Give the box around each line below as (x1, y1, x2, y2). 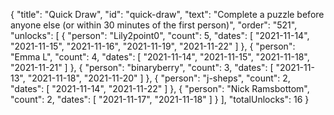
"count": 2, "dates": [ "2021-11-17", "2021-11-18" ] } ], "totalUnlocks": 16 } (10, 94, 310, 105)
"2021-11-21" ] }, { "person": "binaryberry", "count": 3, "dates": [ (10, 62, 274, 73)
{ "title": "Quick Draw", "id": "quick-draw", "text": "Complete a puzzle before (10, 9, 325, 20)
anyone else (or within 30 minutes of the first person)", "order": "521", (10, 19, 298, 31)
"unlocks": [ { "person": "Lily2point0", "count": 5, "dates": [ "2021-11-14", (10, 30, 310, 41)
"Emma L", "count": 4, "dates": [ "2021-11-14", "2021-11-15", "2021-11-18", (10, 51, 310, 63)
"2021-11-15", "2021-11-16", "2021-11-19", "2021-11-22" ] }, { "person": (10, 40, 296, 52)
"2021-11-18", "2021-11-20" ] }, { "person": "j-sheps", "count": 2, (27, 72, 291, 84)
